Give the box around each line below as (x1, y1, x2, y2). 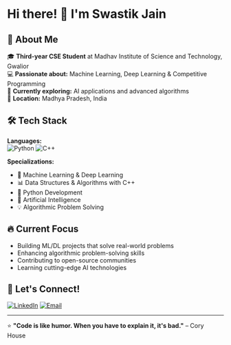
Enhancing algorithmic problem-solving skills (16, 249, 145, 257)
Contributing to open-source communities (16, 256, 136, 264)
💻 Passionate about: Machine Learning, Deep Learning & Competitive (7, 70, 208, 78)
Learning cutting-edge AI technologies (16, 263, 127, 271)
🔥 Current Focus (7, 223, 79, 235)
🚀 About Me (7, 34, 58, 45)
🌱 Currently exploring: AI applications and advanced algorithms (7, 87, 189, 95)
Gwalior (7, 62, 30, 70)
